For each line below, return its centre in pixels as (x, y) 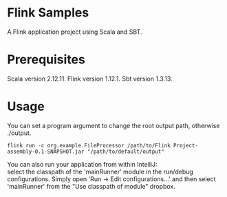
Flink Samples (48, 13)
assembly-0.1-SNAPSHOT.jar (46, 152)
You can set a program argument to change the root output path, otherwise (113, 125)
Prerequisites (46, 60)
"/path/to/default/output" (126, 152)
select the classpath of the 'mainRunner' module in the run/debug (100, 172)
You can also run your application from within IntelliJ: (82, 164)
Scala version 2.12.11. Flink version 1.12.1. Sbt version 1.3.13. (90, 79)
